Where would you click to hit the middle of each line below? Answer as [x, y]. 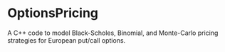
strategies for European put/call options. [67, 40]
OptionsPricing [53, 13]
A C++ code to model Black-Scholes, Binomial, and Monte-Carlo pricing [113, 33]
